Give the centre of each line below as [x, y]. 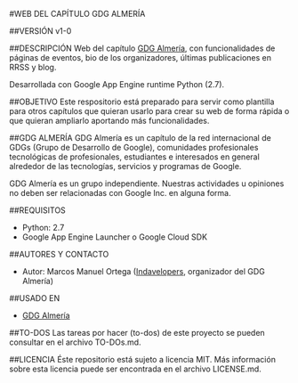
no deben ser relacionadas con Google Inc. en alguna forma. [120, 193]
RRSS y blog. [33, 67]
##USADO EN [35, 298]
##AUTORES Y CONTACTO [59, 254]
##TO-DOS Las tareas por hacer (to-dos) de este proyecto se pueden [137, 333]
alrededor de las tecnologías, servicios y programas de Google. [125, 166]
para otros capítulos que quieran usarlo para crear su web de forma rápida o [149, 111]
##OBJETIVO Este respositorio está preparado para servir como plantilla [142, 102]
